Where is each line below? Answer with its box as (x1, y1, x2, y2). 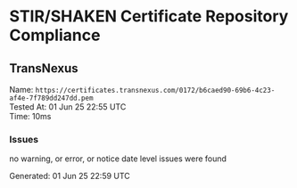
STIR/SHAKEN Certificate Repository (9, 6, 289, 27)
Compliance (9, 25, 101, 45)
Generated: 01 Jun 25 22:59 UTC (9, 171, 131, 182)
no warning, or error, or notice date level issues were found (9, 153, 227, 164)
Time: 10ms (9, 111, 52, 121)
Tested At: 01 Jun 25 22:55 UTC (9, 102, 127, 112)
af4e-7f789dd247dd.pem (9, 94, 94, 102)
